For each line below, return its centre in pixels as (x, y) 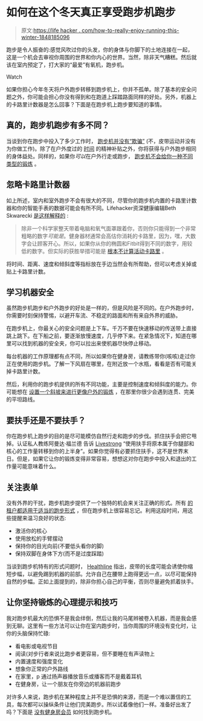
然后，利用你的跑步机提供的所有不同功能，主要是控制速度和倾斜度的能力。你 (101, 384)
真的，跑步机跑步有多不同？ (58, 126)
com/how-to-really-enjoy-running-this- (130, 30)
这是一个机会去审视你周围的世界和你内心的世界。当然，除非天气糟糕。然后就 (101, 57)
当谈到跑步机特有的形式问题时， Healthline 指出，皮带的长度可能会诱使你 (97, 566)
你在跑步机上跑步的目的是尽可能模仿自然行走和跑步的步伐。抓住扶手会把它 (99, 436)
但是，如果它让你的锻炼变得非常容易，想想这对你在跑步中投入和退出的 (104, 459)
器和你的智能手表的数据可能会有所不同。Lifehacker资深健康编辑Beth (91, 208)
